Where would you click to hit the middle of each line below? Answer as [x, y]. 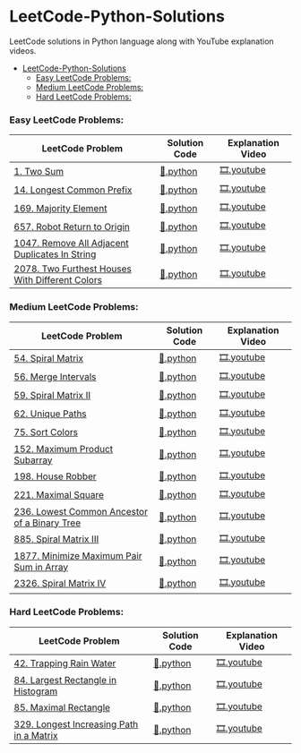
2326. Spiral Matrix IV [60, 584]
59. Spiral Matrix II [52, 396]
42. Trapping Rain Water [65, 663]
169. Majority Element [60, 208]
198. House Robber [55, 476]
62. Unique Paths [50, 414]
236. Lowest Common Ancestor [81, 511]
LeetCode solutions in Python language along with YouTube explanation [142, 41]
